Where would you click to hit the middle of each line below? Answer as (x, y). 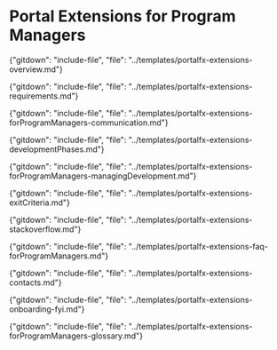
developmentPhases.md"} (57, 149)
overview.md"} (36, 69)
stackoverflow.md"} (45, 229)
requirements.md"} (44, 96)
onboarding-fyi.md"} (47, 309)
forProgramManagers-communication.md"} (89, 123)
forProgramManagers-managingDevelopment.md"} (103, 176)
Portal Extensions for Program (123, 16)
